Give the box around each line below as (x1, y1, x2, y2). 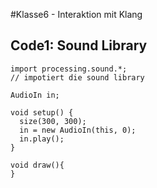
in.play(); (19, 134, 65, 144)
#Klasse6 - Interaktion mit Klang (10, 9, 143, 20)
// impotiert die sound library (10, 72, 145, 83)
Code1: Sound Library (10, 37, 148, 54)
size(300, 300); (19, 116, 87, 126)
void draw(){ (10, 160, 65, 170)
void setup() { (10, 107, 74, 118)
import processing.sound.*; (10, 64, 128, 74)
